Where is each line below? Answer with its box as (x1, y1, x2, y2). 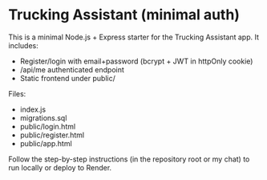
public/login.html (19, 121, 76, 131)
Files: (8, 88, 26, 98)
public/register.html (19, 130, 85, 140)
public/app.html (19, 138, 72, 148)
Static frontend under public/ (19, 73, 116, 83)
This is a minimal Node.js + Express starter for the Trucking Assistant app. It (8, 32, 259, 42)
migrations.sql (19, 112, 67, 122)
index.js (19, 104, 47, 114)
